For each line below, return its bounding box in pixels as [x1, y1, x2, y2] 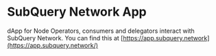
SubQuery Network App [7, 4, 147, 20]
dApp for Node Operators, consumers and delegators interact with [7, 27, 195, 35]
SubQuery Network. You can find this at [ [7, 33, 123, 42]
